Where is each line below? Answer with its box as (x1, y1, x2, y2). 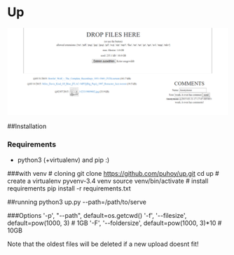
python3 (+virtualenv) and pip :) (17, 156, 110, 164)
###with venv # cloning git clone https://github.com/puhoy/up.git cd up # (7, 169, 219, 177)
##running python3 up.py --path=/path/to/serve (7, 198, 147, 206)
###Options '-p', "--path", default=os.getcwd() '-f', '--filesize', (7, 211, 187, 219)
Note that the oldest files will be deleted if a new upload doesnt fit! (7, 240, 199, 248)
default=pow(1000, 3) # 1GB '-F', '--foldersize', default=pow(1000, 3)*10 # (7, 219, 222, 227)
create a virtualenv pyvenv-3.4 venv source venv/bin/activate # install (7, 177, 209, 185)
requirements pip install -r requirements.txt (7, 184, 131, 193)
